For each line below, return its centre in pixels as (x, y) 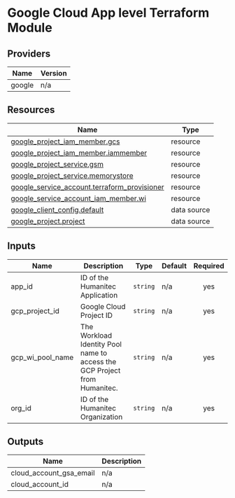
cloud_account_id (40, 485)
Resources (31, 110)
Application (99, 295)
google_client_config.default (57, 209)
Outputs (26, 442)
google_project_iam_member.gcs (65, 141)
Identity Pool (101, 344)
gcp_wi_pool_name (42, 357)
